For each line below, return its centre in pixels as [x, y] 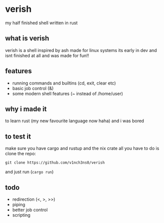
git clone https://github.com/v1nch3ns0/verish [55, 163]
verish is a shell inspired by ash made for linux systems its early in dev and [81, 50]
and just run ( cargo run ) [29, 172]
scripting [21, 215]
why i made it [26, 109]
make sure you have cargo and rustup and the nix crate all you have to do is [82, 148]
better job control [30, 210]
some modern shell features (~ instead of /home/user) [68, 93]
